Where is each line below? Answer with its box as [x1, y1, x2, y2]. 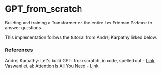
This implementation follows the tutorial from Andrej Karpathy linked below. [5, 34, 157, 40]
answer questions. [5, 24, 43, 30]
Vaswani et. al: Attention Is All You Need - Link [5, 63, 99, 69]
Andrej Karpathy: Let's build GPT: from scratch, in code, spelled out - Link [5, 58, 155, 64]
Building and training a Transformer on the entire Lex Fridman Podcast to [5, 20, 152, 25]
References [5, 47, 33, 53]
